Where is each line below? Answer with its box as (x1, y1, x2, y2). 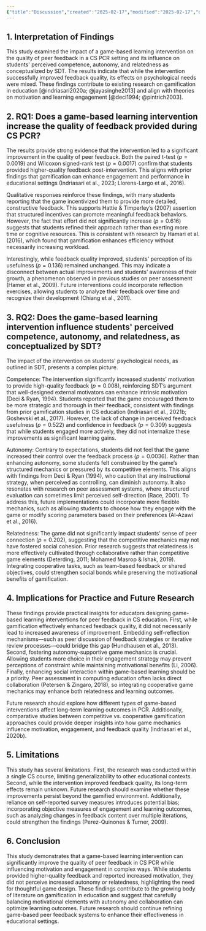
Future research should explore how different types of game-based (6, 699, 177, 707)
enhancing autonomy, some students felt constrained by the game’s (6, 459, 178, 467)
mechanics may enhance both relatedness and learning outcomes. (6, 688, 175, 695)
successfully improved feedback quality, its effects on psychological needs (6, 74, 196, 82)
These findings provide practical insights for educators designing (6, 609, 172, 616)
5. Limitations (6, 749, 59, 761)
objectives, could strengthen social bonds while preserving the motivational (6, 569, 197, 577)
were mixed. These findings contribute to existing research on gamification (6, 80, 196, 88)
